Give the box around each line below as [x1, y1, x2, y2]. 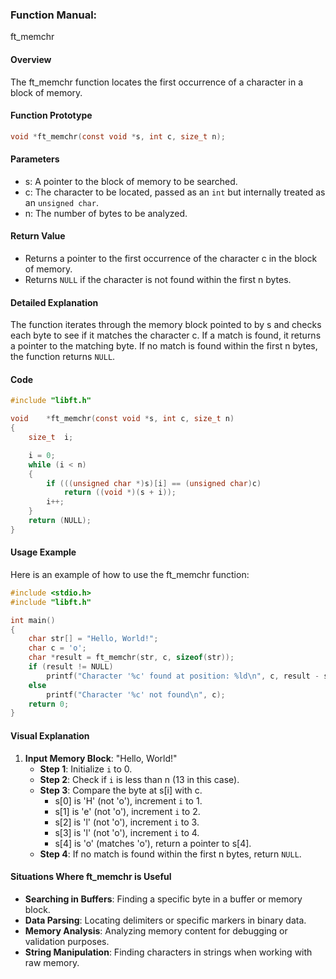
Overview [10, 53, 52, 65]
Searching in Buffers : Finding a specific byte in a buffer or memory [24, 893, 303, 905]
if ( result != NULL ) [28, 662, 114, 672]
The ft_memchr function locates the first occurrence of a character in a [10, 76, 304, 88]
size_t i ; [28, 433, 74, 443]
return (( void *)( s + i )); [63, 488, 177, 498]
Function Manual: [10, 8, 98, 22]
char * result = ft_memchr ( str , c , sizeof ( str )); [28, 653, 235, 663]
